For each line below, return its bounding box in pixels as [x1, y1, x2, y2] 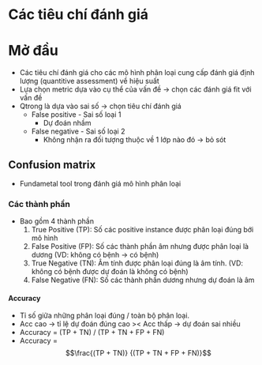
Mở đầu [8, 42, 59, 60]
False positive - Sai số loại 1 [31, 110, 122, 119]
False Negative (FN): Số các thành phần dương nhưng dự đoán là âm [31, 275, 255, 285]
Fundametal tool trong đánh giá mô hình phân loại [19, 179, 182, 188]
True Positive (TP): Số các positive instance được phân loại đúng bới [31, 225, 254, 235]
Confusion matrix [8, 158, 96, 171]
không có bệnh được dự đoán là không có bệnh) [31, 267, 189, 277]
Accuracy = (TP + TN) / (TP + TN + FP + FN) [19, 328, 165, 337]
